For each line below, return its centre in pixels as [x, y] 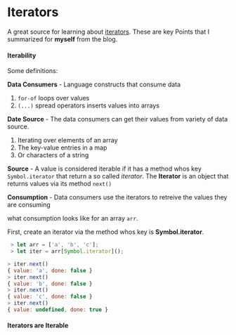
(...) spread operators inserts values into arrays [88, 105]
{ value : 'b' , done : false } [50, 284]
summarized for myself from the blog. [63, 39]
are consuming [29, 205]
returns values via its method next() [60, 184]
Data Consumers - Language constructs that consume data [94, 84]
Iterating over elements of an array [67, 140]
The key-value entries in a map [62, 147]
